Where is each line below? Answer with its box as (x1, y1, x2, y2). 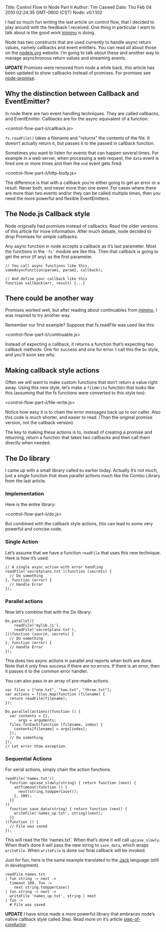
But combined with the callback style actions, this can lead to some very (5, 521, 153, 527)
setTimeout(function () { (14, 785, 68, 790)
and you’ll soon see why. (5, 352, 56, 358)
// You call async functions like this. (5, 263, 90, 268)
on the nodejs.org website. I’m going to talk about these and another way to (5, 50, 160, 56)
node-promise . (5, 75, 36, 81)
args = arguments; (18, 718, 56, 723)
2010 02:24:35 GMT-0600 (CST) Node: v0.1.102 (5, 9, 103, 15)
